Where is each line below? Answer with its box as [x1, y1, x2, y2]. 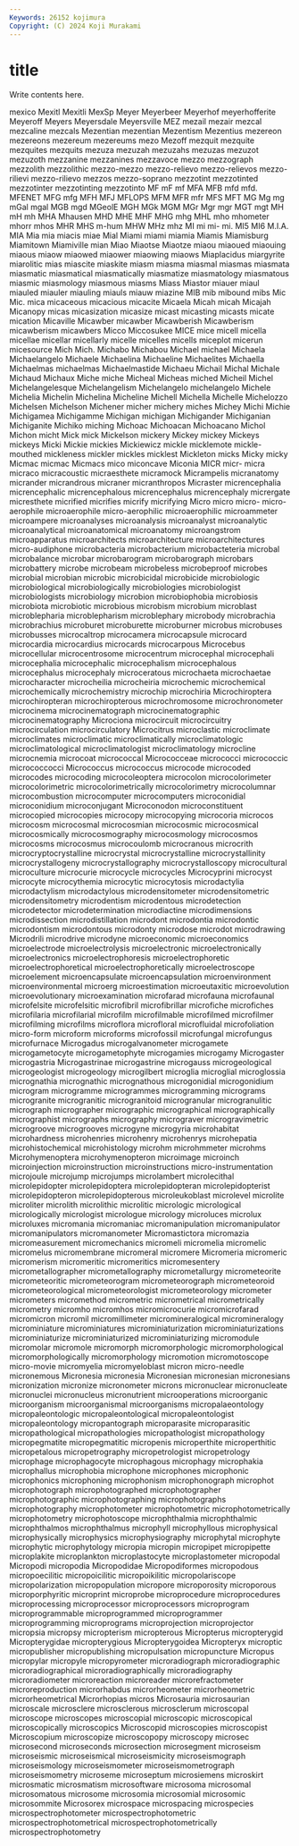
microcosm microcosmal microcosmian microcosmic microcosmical [9, 819, 259, 830]
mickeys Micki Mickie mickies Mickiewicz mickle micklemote [9, 439, 232, 450]
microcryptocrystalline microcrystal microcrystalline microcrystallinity [9, 848, 266, 859]
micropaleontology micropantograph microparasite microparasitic [9, 1418, 251, 1429]
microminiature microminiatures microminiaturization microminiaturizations [9, 1323, 284, 1334]
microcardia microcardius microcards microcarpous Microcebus [9, 639, 245, 649]
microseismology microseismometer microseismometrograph [9, 1760, 235, 1771]
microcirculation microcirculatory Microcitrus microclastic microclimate [9, 724, 270, 735]
